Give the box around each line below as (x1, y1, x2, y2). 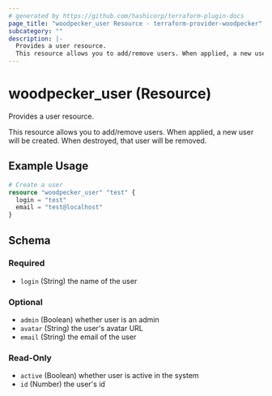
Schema (8, 233, 51, 247)
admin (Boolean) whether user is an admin (19, 315, 159, 325)
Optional (8, 296, 43, 308)
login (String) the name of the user (19, 276, 138, 286)
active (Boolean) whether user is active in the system (19, 371, 200, 381)
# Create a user (8, 180, 63, 189)
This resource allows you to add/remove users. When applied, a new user (8, 127, 254, 136)
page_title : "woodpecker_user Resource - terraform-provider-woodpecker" (8, 19, 263, 28)
